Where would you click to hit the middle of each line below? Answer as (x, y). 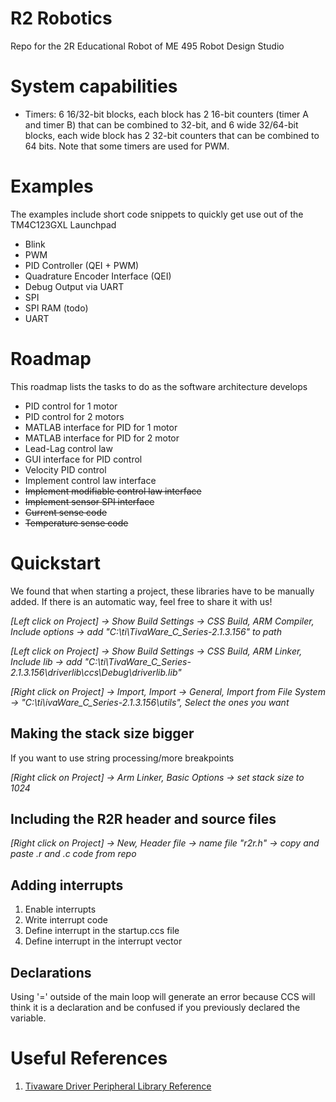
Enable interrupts (60, 909)
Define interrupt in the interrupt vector (103, 941)
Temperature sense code (76, 523)
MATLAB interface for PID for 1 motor (101, 427)
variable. (28, 1018)
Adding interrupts (67, 885)
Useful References (89, 1058)
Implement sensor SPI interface (89, 501)
